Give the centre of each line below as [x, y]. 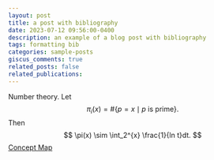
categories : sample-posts [51, 52]
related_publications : [45, 74]
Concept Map [30, 147]
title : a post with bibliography [63, 23]
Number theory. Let [40, 96]
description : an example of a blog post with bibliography [107, 37]
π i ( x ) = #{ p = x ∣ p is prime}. [133, 110]
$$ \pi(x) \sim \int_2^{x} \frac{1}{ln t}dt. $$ [133, 136]
